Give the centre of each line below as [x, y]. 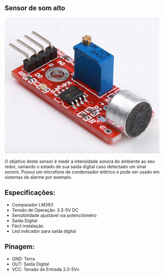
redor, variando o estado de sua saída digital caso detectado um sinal [75, 166]
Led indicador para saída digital [44, 231]
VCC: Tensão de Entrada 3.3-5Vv [45, 269]
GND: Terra [23, 259]
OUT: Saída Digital [30, 264]
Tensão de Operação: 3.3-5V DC [45, 210]
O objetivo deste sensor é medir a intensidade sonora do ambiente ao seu [80, 161]
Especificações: [30, 193]
